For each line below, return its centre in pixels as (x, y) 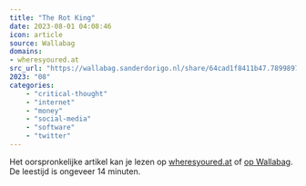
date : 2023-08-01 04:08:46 (61, 26)
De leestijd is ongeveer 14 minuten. (75, 171)
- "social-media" (59, 119)
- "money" (45, 111)
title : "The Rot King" (52, 18)
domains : (26, 52)
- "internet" (51, 102)
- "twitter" (48, 136)
